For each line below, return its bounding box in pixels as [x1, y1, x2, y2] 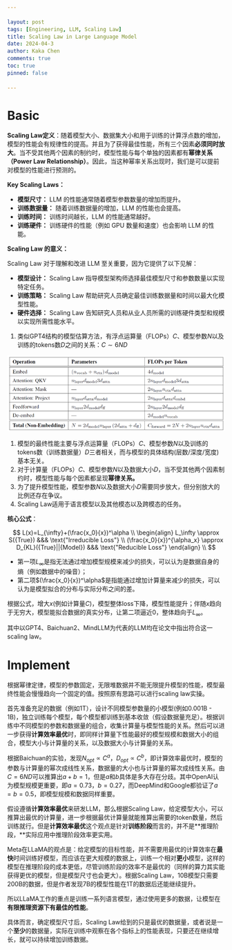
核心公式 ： [7, 514, 38, 523]
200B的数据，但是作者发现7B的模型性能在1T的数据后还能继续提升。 [7, 879, 200, 888]
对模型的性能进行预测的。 [7, 166, 80, 174]
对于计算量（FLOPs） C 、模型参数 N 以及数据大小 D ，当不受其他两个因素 [17, 465, 219, 474]
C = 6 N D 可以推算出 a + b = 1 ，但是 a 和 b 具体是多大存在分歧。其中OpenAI [7, 772, 213, 780]
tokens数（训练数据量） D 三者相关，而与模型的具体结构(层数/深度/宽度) [17, 447, 220, 456]
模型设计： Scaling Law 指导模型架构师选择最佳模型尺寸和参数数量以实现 [17, 274, 225, 283]
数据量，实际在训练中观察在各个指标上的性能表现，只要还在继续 [30, 926, 213, 935]
